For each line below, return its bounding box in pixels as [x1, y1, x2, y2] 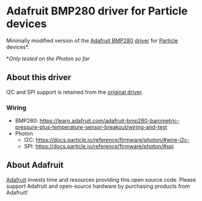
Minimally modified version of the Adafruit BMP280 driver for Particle [6, 37, 178, 44]
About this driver [6, 72, 71, 82]
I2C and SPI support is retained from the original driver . [6, 88, 144, 96]
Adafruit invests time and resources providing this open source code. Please [6, 176, 196, 183]
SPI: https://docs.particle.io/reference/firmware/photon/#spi [24, 143, 174, 150]
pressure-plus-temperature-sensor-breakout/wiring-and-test [14, 123, 168, 131]
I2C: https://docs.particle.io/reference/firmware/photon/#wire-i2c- [24, 137, 190, 144]
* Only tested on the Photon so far [6, 55, 90, 62]
